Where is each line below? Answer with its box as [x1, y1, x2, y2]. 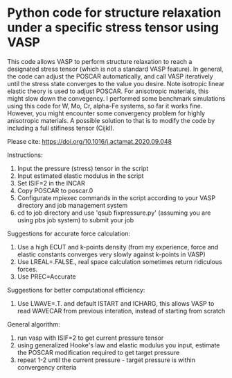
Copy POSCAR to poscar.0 [17, 186, 93, 195]
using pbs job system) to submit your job [17, 215, 134, 224]
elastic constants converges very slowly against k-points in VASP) [17, 250, 206, 258]
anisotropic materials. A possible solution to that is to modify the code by [7, 116, 215, 124]
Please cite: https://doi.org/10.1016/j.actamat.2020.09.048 [7, 137, 172, 145]
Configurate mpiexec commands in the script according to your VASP [17, 193, 216, 202]
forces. [17, 265, 38, 273]
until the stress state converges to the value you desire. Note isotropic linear [7, 79, 225, 88]
